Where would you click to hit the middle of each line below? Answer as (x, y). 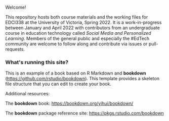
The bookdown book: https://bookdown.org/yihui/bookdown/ (69, 103)
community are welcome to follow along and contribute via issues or (76, 44)
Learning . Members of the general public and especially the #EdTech (77, 38)
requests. (15, 49)
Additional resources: (27, 94)
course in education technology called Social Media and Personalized (78, 33)
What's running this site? (37, 62)
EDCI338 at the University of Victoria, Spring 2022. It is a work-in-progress (83, 22)
